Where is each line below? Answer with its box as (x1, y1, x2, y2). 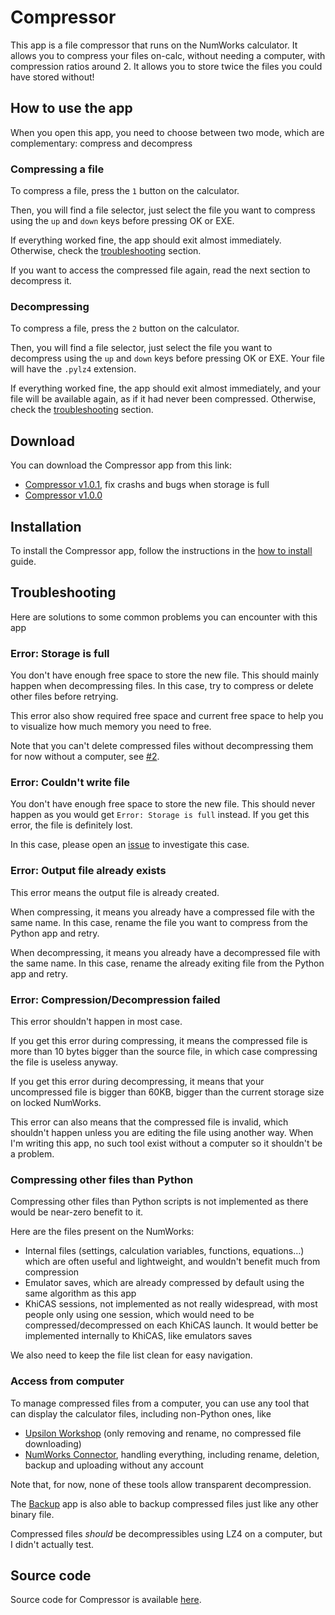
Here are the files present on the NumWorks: (10, 1226, 195, 1238)
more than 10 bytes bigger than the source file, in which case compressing (10, 1045, 318, 1057)
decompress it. (10, 275, 72, 287)
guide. (10, 555, 37, 567)
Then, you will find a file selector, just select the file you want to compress (10, 204, 316, 216)
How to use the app (10, 100, 133, 117)
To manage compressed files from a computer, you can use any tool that (10, 1397, 310, 1409)
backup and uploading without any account (24, 1459, 204, 1471)
